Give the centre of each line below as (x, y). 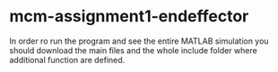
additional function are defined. (67, 60)
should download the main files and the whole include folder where (133, 50)
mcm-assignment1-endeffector (129, 16)
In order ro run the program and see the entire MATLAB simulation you (139, 41)
